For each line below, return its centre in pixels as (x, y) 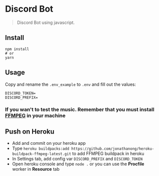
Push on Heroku (30, 131)
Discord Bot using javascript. (46, 22)
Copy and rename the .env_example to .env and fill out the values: (71, 84)
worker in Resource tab (36, 169)
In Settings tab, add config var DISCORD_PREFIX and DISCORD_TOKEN (77, 159)
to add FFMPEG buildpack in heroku (108, 154)
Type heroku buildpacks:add (41, 148)
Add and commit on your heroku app (49, 143)
